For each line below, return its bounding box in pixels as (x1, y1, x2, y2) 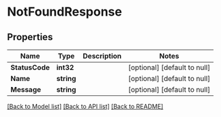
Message (10, 85, 42, 94)
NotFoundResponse (7, 4, 123, 20)
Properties (7, 31, 53, 43)
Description (83, 52, 121, 61)
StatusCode (10, 63, 50, 72)
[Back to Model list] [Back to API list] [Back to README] (7, 103, 164, 110)
